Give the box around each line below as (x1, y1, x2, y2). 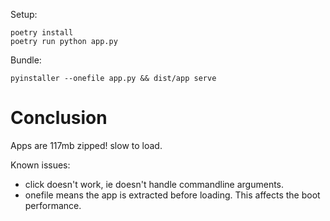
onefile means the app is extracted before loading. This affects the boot (24, 189, 321, 201)
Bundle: (10, 54, 42, 66)
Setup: (10, 9, 38, 20)
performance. (24, 199, 82, 211)
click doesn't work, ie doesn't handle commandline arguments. (24, 178, 285, 190)
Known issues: (10, 159, 71, 171)
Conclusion (10, 107, 108, 129)
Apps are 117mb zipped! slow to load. (10, 139, 163, 151)
